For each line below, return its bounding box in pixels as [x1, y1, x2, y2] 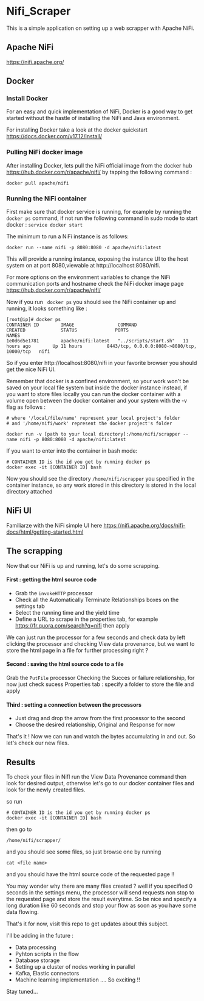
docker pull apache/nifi [6, 180, 69, 186]
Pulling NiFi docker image [6, 148, 83, 157]
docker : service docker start [6, 221, 83, 228]
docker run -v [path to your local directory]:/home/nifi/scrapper [6, 431, 181, 437]
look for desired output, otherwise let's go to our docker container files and [6, 780, 194, 787]
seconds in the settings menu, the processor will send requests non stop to [6, 889, 195, 896]
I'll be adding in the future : [6, 932, 74, 939]
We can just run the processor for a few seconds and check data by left [6, 634, 186, 641]
